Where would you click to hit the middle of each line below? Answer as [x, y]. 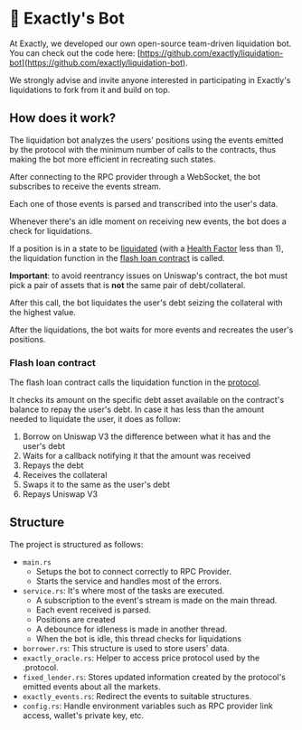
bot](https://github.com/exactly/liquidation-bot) [98, 62]
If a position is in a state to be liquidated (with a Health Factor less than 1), [146, 248]
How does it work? [63, 118]
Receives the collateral [65, 475]
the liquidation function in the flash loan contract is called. [118, 257]
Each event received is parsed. [94, 610]
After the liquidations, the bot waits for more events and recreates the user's [151, 330]
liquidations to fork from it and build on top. [90, 89]
